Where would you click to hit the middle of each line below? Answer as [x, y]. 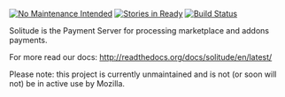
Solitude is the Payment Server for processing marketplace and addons [139, 30]
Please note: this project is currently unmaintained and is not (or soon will [143, 74]
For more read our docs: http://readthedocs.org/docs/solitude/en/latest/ [141, 57]
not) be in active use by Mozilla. [67, 83]
